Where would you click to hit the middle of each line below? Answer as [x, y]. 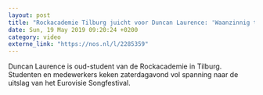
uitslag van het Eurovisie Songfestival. [69, 83]
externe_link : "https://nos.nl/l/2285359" [78, 44]
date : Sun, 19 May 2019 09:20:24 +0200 [73, 30]
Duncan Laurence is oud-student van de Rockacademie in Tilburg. [115, 66]
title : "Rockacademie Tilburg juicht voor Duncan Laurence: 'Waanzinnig [129, 23]
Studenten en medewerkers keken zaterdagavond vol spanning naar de [123, 75]
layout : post [29, 15]
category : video [34, 37]
